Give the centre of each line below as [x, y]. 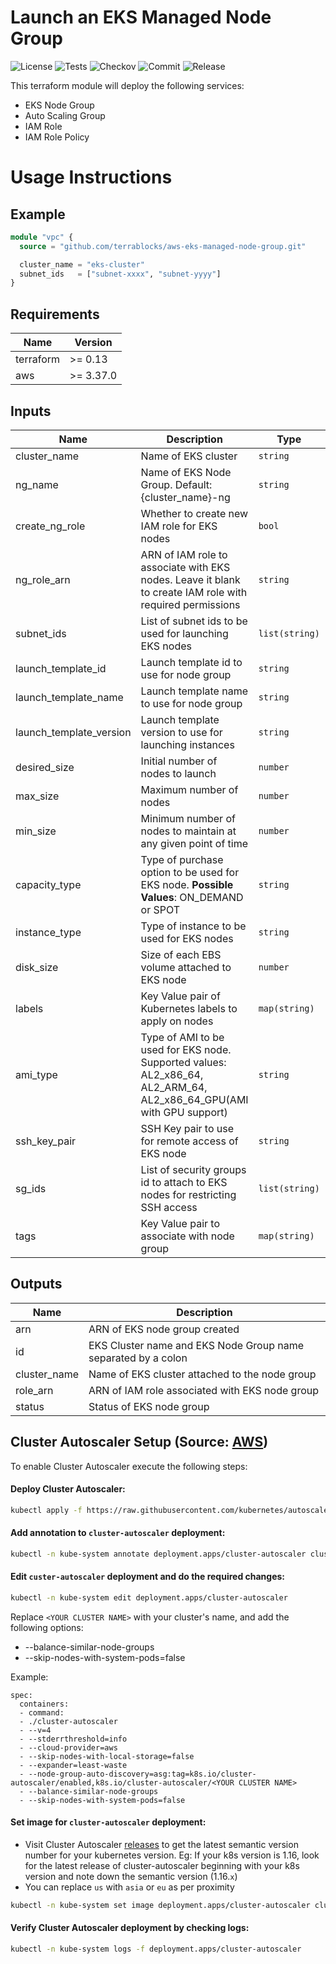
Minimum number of [188, 818]
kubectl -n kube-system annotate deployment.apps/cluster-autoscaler [158, 1554]
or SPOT [160, 909]
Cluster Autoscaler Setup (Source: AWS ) [139, 1442]
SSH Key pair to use [187, 1128]
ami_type [36, 1074]
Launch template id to [191, 662]
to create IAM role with [194, 592]
